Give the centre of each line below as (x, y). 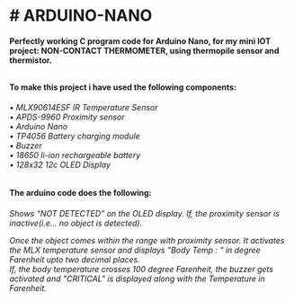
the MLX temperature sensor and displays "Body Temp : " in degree (135, 250)
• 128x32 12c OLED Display (60, 165)
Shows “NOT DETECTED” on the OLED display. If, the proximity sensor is (145, 213)
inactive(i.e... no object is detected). (76, 223)
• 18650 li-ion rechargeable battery (75, 155)
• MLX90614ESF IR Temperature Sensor (84, 108)
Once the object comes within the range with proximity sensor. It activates (147, 240)
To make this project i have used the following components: (123, 87)
